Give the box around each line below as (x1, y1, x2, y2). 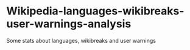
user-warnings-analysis (6, 17, 132, 31)
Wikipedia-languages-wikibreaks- (6, 4, 185, 18)
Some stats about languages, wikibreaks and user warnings (6, 37, 157, 44)
